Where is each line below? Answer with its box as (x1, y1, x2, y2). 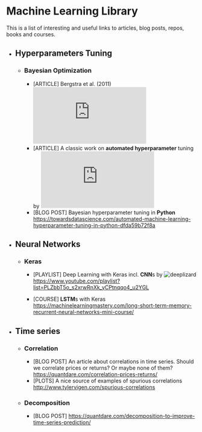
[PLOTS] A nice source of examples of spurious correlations (33, 377, 183, 384)
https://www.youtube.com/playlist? (33, 277, 121, 285)
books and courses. (6, 30, 55, 38)
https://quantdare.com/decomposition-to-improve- (68, 413, 195, 420)
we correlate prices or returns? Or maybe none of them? (33, 364, 173, 371)
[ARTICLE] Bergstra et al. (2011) (33, 80, 112, 87)
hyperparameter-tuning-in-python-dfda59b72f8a (33, 221, 156, 229)
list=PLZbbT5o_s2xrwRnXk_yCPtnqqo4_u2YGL (33, 284, 150, 291)
